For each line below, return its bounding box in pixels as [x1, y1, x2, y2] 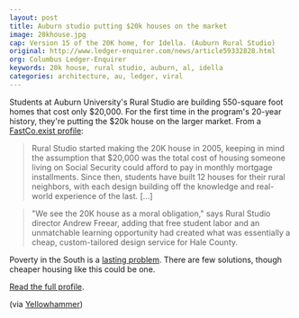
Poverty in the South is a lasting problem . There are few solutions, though [9, 254, 282, 265]
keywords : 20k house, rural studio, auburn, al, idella [9, 64, 223, 73]
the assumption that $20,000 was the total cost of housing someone [31, 152, 286, 163]
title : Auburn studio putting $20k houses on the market [9, 22, 228, 31]
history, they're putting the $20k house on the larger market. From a [9, 115, 261, 126]
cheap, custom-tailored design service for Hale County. [31, 236, 239, 248]
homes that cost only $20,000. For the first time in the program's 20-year [9, 105, 282, 117]
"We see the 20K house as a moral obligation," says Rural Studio [31, 208, 271, 219]
